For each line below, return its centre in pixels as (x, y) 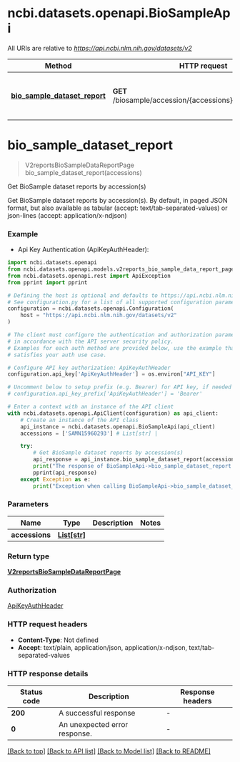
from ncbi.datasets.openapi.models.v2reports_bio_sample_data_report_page (121, 269)
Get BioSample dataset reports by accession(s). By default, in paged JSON (117, 200)
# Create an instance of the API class (80, 420)
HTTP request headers (47, 624)
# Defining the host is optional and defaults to (83, 295)
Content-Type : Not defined (58, 640)
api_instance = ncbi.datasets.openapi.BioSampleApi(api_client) (118, 426)
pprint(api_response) (65, 473)
